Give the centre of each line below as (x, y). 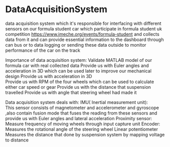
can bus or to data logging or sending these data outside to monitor (76, 45)
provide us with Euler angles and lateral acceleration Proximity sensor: (79, 118)
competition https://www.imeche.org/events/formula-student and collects (82, 34)
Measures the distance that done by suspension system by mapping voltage (85, 134)
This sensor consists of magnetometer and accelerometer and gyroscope (82, 107)
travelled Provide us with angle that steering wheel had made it (71, 92)
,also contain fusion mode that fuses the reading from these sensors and (81, 113)
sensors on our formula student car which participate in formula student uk (84, 28)
